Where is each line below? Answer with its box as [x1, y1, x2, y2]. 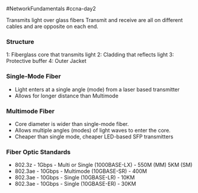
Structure [6, 37, 34, 46]
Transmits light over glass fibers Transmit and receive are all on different [6, 17, 183, 23]
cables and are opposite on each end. [6, 23, 99, 30]
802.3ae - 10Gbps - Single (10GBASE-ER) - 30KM [14, 181, 136, 188]
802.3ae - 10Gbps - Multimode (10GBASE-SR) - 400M [14, 167, 147, 175]
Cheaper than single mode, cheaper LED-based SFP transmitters [14, 133, 174, 140]
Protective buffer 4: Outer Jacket [6, 58, 87, 65]
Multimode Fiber [6, 107, 55, 115]
